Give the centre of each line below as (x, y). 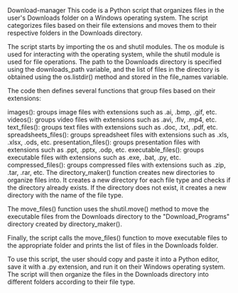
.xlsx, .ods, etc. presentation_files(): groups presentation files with (104, 142)
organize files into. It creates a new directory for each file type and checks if (119, 180)
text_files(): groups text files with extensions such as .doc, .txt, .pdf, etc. (113, 127)
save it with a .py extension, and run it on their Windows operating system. (117, 267)
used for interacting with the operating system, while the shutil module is (114, 54)
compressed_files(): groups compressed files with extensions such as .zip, (117, 165)
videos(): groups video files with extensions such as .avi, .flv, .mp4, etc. (112, 119)
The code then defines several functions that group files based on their (112, 91)
